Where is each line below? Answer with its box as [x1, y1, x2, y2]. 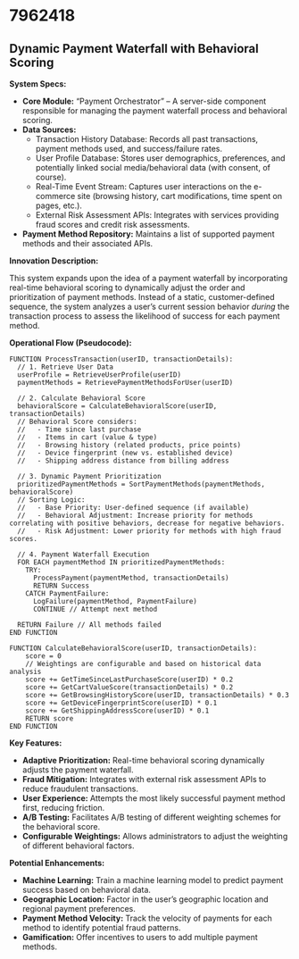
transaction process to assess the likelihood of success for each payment [9, 311, 280, 321]
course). [35, 171, 67, 182]
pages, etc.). [35, 200, 83, 211]
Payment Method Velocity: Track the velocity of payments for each [21, 913, 272, 923]
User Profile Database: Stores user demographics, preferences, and [35, 153, 286, 163]
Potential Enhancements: [9, 858, 105, 868]
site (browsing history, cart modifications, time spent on [77, 191, 283, 201]
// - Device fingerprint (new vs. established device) [17, 448, 234, 457]
